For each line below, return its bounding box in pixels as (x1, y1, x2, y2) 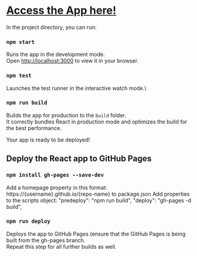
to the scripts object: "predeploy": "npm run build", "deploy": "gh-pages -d (6, 196, 192, 204)
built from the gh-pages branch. (6, 236, 86, 244)
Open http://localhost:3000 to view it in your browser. (6, 57, 139, 64)
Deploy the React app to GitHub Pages (6, 154, 152, 164)
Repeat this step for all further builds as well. (6, 243, 117, 250)
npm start (6, 39, 35, 45)
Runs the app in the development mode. (6, 51, 105, 58)
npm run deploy (6, 218, 51, 225)
